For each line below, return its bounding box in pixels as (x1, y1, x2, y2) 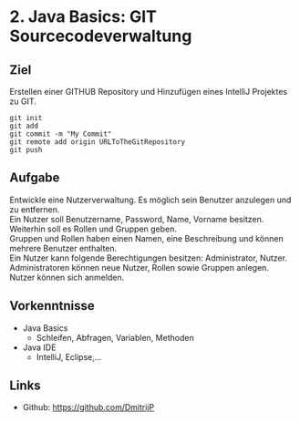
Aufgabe (9, 170, 60, 186)
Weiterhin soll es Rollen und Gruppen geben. (9, 223, 178, 234)
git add (9, 121, 39, 130)
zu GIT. (9, 96, 36, 107)
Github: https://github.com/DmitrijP (22, 402, 155, 413)
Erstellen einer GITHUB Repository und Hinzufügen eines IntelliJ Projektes (9, 87, 288, 97)
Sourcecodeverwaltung (9, 26, 192, 46)
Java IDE (22, 342, 57, 353)
